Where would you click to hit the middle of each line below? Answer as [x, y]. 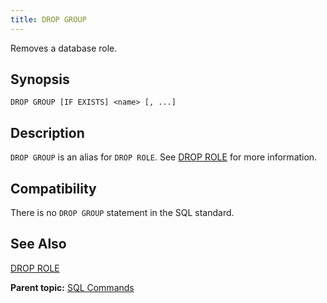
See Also [38, 244]
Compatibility [53, 188]
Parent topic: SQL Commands [72, 287]
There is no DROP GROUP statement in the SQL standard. [122, 213]
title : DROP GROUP [48, 19]
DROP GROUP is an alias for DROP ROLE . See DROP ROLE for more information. [164, 157]
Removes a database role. [64, 48]
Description [47, 132]
